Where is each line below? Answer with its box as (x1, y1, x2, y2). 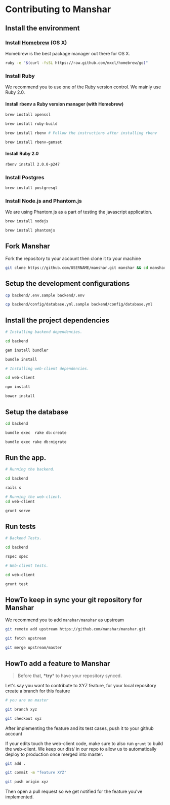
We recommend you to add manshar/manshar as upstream (5, 617, 124, 623)
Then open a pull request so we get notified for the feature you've (5, 788, 143, 795)
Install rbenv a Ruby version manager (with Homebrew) (5, 100, 124, 107)
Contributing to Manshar (5, 4, 111, 15)
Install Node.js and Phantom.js (5, 197, 82, 204)
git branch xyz (5, 707, 37, 712)
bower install (5, 393, 35, 399)
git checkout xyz (5, 716, 42, 721)
